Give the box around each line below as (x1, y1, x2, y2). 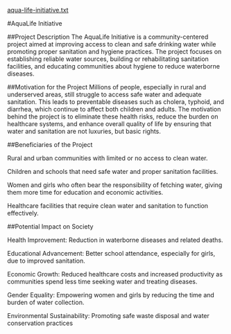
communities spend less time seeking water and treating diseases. (7, 277, 198, 285)
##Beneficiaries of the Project (7, 141, 93, 148)
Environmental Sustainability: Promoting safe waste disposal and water (7, 312, 210, 319)
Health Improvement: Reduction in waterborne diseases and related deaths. (7, 236, 223, 244)
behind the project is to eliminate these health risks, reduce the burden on (7, 112, 219, 121)
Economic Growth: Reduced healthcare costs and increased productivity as (7, 270, 223, 278)
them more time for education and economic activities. (7, 188, 164, 196)
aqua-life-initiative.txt (7, 6, 69, 14)
